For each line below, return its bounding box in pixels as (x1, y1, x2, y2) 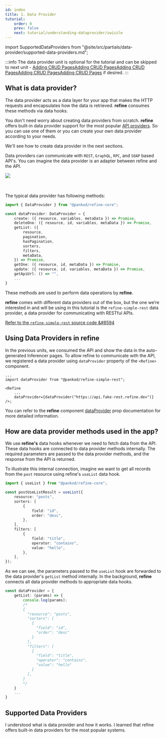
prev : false (14, 26, 39, 31)
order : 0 (14, 21, 32, 26)
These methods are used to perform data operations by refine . (5, 290, 134, 296)
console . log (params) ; (23, 598, 68, 603)
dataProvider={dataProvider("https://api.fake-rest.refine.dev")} (14, 394, 154, 400)
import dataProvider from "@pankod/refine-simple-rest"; (5, 377, 125, 382)
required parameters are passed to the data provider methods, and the (5, 451, 150, 457)
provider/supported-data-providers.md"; (5, 49, 88, 55)
